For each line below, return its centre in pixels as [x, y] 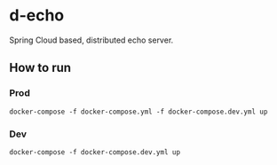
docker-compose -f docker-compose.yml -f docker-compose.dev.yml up [138, 112]
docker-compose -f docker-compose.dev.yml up [95, 152]
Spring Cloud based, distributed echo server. [91, 40]
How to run [40, 68]
